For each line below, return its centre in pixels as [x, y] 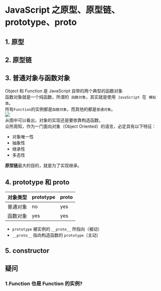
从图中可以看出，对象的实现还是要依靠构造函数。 [54, 120]
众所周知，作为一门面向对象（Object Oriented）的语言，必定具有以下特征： [81, 126]
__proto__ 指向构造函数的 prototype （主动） [56, 235]
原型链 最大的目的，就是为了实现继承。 [43, 165]
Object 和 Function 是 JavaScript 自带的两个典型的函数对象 [64, 90]
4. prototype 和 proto [37, 182]
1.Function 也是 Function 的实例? [44, 284]
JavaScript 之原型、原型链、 [63, 10]
